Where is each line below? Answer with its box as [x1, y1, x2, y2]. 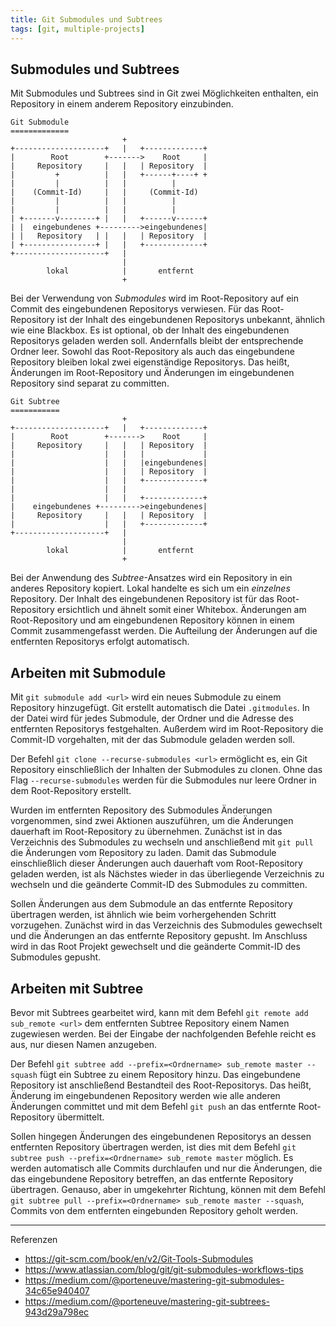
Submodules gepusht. [10, 951, 102, 963]
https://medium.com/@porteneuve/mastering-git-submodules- [24, 1274, 285, 1286]
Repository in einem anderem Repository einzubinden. [10, 98, 234, 110]
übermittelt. [56, 1111, 105, 1123]
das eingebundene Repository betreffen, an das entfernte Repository [10, 1172, 294, 1185]
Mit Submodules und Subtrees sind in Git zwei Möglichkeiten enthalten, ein [10, 87, 319, 100]
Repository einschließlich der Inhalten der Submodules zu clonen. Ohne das [10, 764, 323, 776]
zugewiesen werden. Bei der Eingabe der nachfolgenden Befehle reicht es [10, 1027, 317, 1040]
